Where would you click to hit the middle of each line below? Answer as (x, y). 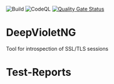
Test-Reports (39, 72)
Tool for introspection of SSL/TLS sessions (57, 48)
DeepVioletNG (41, 33)
